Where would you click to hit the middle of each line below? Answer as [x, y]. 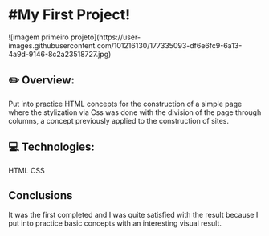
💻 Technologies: [51, 147]
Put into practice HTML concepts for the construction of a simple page [125, 104]
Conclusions [41, 195]
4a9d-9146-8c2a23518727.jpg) [60, 54]
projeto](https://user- [106, 37]
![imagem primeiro [39, 37]
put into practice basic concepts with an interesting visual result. [115, 223]
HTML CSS [27, 170]
